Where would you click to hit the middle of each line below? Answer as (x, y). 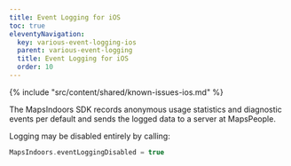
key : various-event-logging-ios (77, 42)
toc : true (28, 26)
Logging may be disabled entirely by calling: (90, 136)
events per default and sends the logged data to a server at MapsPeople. (143, 119)
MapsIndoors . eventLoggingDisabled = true (87, 152)
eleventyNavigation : (47, 34)
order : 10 (35, 67)
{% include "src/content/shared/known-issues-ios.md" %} (117, 92)
